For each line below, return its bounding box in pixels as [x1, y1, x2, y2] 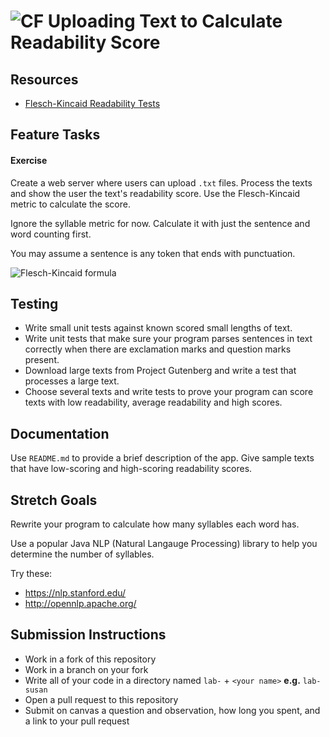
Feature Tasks [10, 126, 101, 144]
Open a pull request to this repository [24, 693, 179, 705]
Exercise [10, 154, 48, 166]
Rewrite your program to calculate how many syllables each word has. [10, 518, 300, 530]
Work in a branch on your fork [24, 663, 149, 675]
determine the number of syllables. [10, 548, 155, 560]
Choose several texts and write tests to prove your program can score [24, 386, 314, 398]
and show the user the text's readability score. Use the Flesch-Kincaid [10, 187, 301, 199]
